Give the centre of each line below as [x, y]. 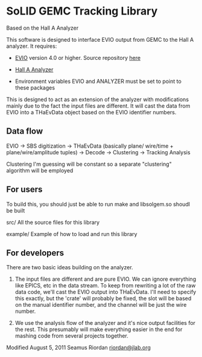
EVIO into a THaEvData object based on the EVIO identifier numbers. [91, 112]
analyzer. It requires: [32, 46]
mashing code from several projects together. [71, 336]
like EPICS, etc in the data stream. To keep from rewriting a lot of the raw [105, 286]
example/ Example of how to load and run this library [72, 234]
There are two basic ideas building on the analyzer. [70, 267]
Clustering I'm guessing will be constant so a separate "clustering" [89, 164]
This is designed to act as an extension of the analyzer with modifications [97, 99]
